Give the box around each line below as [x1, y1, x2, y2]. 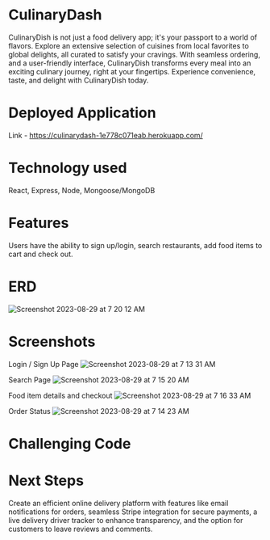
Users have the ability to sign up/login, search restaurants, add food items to [8, 240, 263, 250]
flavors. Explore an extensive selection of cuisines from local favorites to [8, 40, 250, 50]
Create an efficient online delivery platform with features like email [8, 498, 229, 508]
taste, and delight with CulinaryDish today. [8, 75, 149, 85]
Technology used [8, 159, 127, 177]
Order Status [8, 406, 51, 416]
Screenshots [8, 332, 96, 351]
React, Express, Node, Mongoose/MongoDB [8, 185, 156, 195]
